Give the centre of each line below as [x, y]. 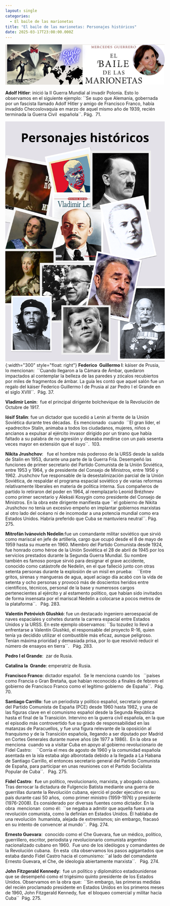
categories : [18, 16]
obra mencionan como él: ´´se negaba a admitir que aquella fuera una [80, 808]
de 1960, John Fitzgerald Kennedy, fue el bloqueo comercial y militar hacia [83, 892]
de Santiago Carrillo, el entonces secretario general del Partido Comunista [83, 760]
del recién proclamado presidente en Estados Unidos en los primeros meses [85, 887]
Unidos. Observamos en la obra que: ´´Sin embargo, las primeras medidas [83, 882]
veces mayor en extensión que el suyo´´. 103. [53, 444]
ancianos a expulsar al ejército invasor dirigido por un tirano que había [78, 433]
